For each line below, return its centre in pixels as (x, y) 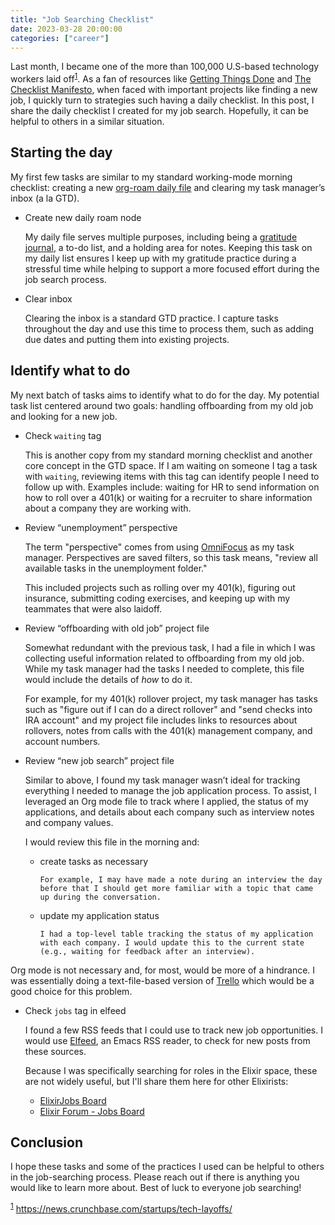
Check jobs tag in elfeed (75, 1010)
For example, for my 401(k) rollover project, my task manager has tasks (171, 698)
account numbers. (62, 741)
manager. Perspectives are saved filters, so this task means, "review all (171, 557)
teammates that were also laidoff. (93, 608)
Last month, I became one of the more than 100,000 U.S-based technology (165, 67)
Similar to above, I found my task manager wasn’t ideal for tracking (162, 780)
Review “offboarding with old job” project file (117, 628)
